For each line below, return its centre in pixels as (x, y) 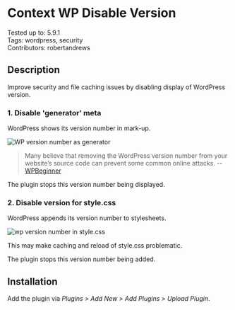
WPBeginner (43, 171)
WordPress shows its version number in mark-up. (79, 128)
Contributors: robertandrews (49, 47)
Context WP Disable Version (92, 13)
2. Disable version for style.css (62, 202)
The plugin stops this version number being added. (82, 259)
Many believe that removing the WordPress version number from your (126, 156)
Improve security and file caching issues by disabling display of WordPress (116, 87)
